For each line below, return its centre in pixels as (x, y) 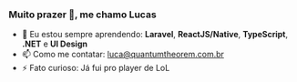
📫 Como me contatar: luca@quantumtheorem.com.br (123, 55)
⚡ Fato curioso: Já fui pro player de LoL (96, 68)
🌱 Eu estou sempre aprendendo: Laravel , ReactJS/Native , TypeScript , (155, 35)
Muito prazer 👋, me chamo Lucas (82, 15)
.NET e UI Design (55, 44)
